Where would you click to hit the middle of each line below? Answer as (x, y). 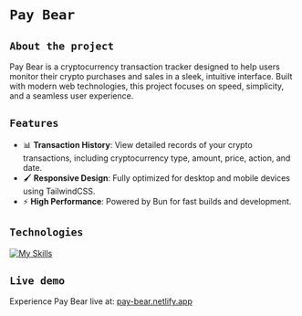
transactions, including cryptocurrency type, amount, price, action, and (156, 158)
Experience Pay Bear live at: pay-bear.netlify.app (101, 301)
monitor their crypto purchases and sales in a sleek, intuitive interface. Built (151, 76)
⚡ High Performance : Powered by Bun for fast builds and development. (157, 201)
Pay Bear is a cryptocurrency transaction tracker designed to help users (145, 67)
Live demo (37, 281)
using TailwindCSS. (59, 191)
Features (34, 123)
